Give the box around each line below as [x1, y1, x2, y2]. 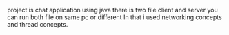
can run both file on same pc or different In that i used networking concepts [7, 13, 222, 21]
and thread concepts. [7, 21, 68, 28]
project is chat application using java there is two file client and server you [7, 6, 219, 14]
